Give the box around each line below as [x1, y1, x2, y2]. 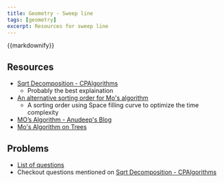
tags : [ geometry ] [7, 16, 57, 23]
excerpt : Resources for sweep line [7, 23, 109, 29]
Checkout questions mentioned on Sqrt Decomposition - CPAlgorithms [16, 168, 217, 176]
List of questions [16, 161, 64, 169]
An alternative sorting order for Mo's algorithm [16, 94, 149, 102]
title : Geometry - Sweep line [7, 10, 94, 17]
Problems [7, 143, 49, 154]
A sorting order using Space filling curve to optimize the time [27, 101, 199, 109]
